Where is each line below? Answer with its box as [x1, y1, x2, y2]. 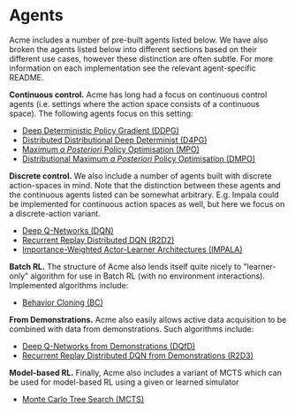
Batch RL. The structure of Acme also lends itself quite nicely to [9, 261, 242, 272]
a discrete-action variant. [9, 208, 102, 218]
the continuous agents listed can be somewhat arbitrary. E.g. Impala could [9, 189, 280, 200]
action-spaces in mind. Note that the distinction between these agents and [9, 180, 281, 190]
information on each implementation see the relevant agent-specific [9, 63, 256, 73]
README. [9, 72, 44, 82]
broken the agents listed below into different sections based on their [9, 43, 258, 54]
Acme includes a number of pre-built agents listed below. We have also [9, 34, 269, 45]
